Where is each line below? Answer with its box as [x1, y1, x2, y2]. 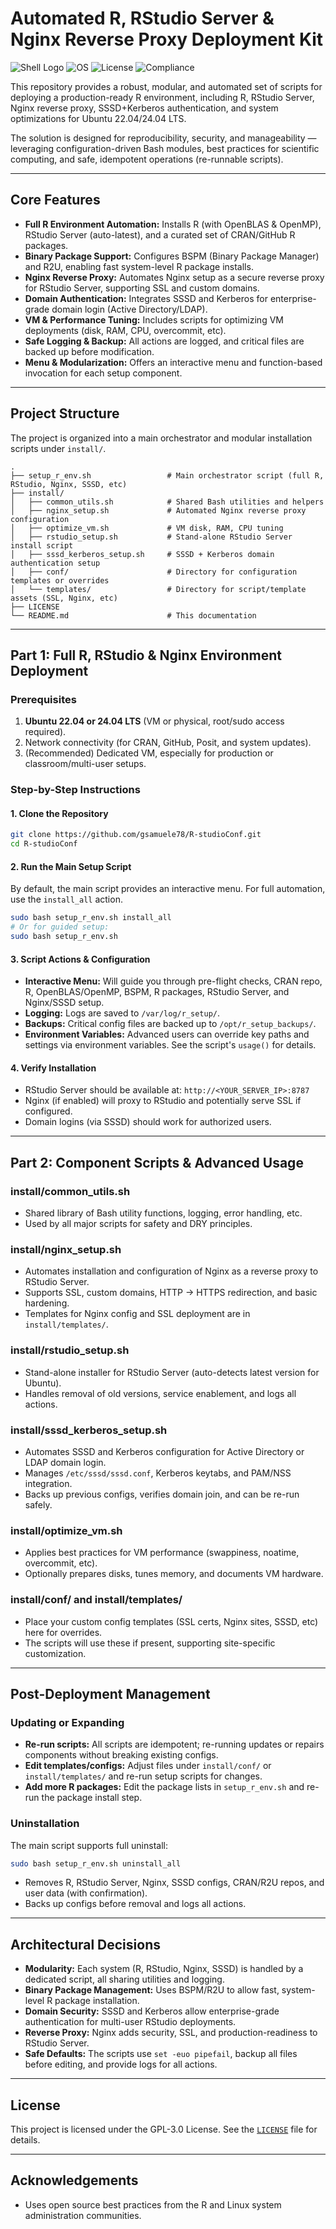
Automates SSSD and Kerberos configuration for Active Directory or [24, 1445, 305, 1457]
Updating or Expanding [10, 1715, 125, 1729]
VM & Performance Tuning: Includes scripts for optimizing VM [24, 313, 284, 326]
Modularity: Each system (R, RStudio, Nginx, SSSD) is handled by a [24, 1963, 304, 1975]
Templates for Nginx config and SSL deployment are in [24, 1308, 251, 1320]
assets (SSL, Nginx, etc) [10, 593, 118, 603]
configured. [24, 1105, 73, 1117]
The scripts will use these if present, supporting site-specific [24, 1637, 276, 1649]
